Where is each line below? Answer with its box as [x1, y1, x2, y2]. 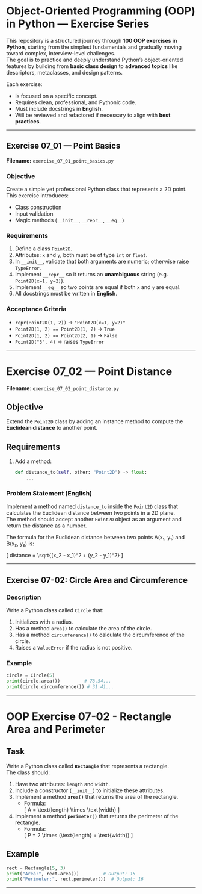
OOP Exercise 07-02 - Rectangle [6, 710, 171, 724]
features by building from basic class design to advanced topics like [6, 62, 178, 70]
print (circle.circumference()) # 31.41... [6, 683, 114, 690]
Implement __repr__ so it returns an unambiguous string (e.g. [14, 271, 168, 278]
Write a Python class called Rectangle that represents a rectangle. [6, 762, 170, 769]
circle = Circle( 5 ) [6, 672, 55, 678]
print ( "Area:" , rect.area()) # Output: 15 [6, 871, 136, 877]
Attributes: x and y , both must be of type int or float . [14, 252, 148, 259]
